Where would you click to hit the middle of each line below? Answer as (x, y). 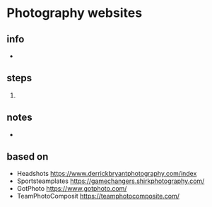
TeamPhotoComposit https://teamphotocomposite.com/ (98, 196)
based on (28, 157)
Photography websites (75, 13)
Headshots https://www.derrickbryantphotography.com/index (107, 174)
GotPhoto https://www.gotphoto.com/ (72, 189)
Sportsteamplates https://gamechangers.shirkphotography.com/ (111, 181)
